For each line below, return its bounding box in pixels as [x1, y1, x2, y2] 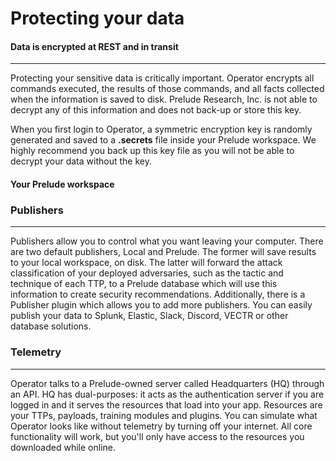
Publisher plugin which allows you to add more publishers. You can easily [10, 299, 313, 311]
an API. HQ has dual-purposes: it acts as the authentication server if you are [10, 388, 325, 400]
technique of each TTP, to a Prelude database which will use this [10, 278, 278, 290]
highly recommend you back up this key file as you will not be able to [10, 145, 295, 157]
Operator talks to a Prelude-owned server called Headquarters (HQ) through [10, 377, 325, 389]
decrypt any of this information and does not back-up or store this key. [10, 104, 302, 116]
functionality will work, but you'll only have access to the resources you [10, 430, 305, 442]
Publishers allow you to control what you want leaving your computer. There [10, 235, 324, 247]
